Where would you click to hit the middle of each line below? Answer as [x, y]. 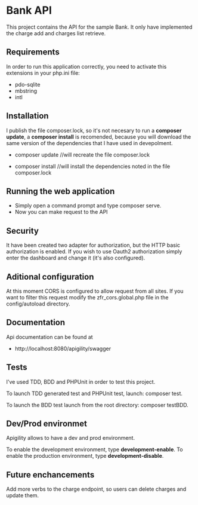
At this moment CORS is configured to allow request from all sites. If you [95, 291]
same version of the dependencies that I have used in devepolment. [89, 143]
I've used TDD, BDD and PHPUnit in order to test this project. [81, 382]
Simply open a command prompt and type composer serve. [88, 206]
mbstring [26, 91]
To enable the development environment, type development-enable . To [95, 449]
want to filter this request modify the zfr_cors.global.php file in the [87, 297]
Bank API [29, 10]
